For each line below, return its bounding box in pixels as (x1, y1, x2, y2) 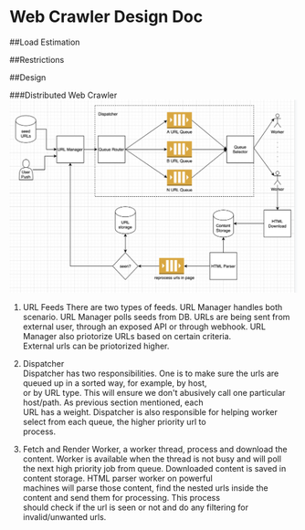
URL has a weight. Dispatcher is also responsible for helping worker (22, 407, 279, 418)
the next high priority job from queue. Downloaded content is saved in (22, 463, 287, 474)
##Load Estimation (9, 36, 80, 47)
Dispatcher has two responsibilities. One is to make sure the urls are (22, 368, 279, 379)
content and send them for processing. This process (22, 493, 221, 504)
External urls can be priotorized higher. (22, 340, 170, 352)
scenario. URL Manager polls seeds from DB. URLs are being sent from (22, 312, 290, 323)
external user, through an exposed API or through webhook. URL (22, 321, 267, 332)
